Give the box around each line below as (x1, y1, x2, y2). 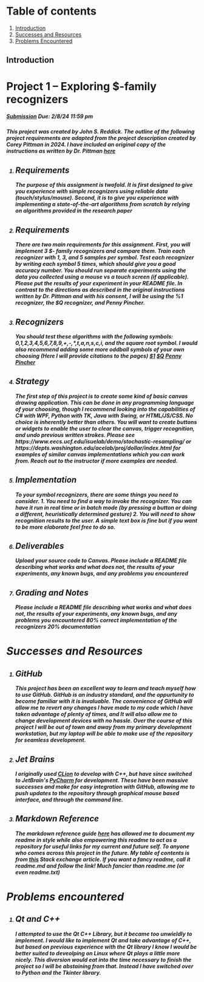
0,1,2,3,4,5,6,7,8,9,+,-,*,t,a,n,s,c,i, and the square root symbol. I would (15, 339, 198, 346)
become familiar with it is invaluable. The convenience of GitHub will (15, 698, 192, 705)
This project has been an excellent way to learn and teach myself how (15, 684, 196, 692)
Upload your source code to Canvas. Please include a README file (15, 557, 187, 564)
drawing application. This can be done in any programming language (15, 399, 194, 406)
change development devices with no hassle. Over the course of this (15, 717, 192, 725)
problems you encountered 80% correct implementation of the (15, 616, 177, 624)
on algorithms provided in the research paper (15, 207, 132, 214)
